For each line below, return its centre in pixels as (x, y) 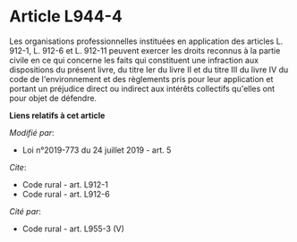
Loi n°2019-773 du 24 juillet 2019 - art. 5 (97, 150)
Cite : (18, 167)
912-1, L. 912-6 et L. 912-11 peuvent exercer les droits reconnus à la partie (145, 50)
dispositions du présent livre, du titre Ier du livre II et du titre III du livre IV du (149, 70)
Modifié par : (32, 132)
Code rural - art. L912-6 (66, 194)
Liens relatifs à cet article (57, 115)
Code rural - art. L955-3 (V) (73, 229)
